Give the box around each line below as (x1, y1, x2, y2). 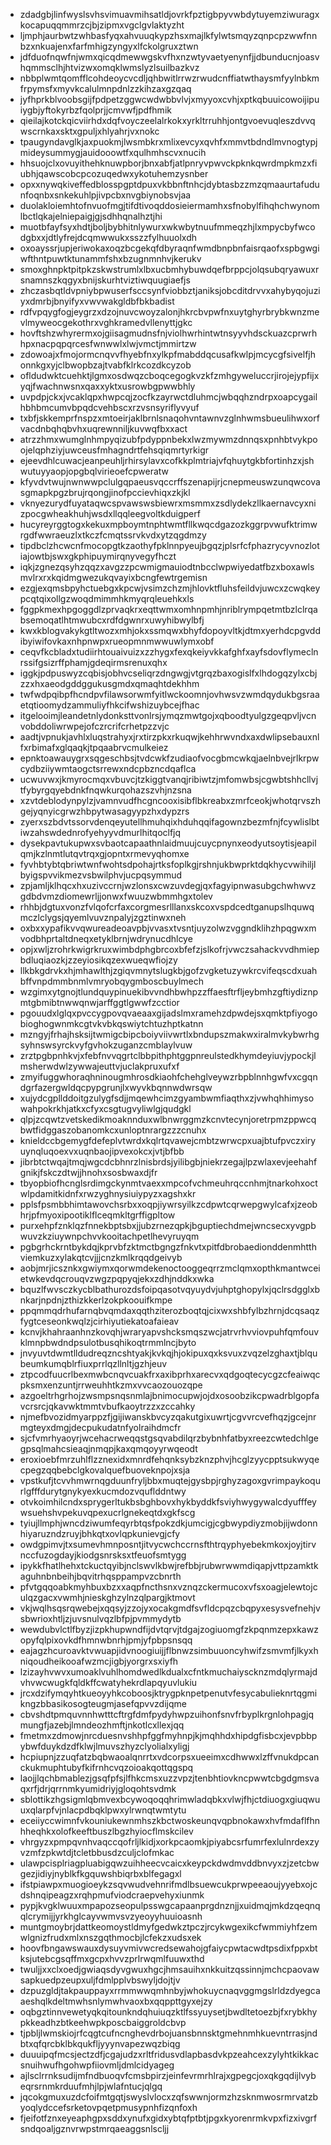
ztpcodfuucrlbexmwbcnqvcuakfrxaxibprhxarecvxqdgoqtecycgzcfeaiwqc (19, 1369, 321, 1380)
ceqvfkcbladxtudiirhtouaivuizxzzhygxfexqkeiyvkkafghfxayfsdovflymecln (19, 646, 319, 658)
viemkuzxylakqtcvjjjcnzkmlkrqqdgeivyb (19, 1252, 183, 1263)
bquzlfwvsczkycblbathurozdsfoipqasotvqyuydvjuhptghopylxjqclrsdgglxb (19, 1284, 321, 1295)
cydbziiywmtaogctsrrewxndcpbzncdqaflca (19, 763, 197, 774)
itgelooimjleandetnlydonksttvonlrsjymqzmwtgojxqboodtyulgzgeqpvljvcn (19, 710, 317, 721)
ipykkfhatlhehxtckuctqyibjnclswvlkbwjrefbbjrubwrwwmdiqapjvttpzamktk (19, 1560, 319, 1571)
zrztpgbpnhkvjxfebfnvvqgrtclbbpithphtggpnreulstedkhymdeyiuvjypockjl (19, 1050, 317, 1061)
